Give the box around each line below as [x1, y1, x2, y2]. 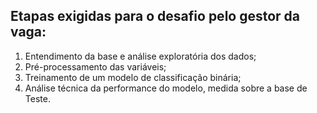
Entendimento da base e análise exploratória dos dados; [24, 50, 257, 62]
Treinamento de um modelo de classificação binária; [24, 71, 242, 83]
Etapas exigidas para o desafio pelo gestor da [10, 8, 301, 25]
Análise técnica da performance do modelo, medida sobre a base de [24, 82, 308, 94]
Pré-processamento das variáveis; [24, 60, 167, 73]
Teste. [24, 92, 51, 104]
